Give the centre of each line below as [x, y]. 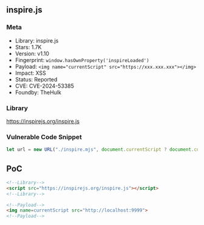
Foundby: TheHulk [38, 92]
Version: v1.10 [32, 54]
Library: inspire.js [37, 40]
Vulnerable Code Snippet [44, 137]
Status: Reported [36, 79]
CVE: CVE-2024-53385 [45, 86]
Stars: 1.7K [28, 47]
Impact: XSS [31, 73]
